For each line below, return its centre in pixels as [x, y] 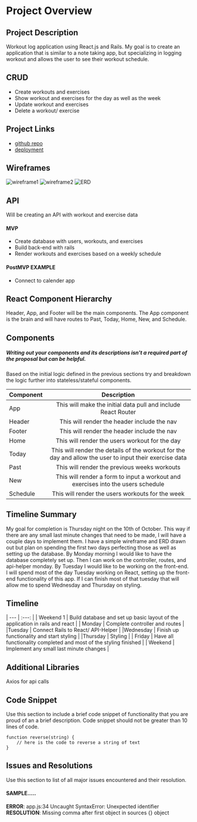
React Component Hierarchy [59, 299]
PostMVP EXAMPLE [31, 267]
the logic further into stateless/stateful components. [69, 380]
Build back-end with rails [45, 248]
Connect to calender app [45, 280]
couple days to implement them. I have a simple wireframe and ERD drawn [96, 541]
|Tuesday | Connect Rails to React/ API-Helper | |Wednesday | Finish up [93, 630]
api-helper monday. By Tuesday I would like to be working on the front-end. [97, 566]
